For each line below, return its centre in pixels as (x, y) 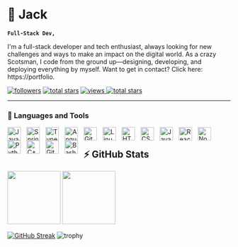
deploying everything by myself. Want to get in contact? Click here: (105, 69)
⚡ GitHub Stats (117, 154)
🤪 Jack (28, 15)
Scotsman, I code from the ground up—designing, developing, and (104, 61)
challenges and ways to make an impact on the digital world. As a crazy (112, 54)
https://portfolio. (31, 77)
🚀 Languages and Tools (48, 115)
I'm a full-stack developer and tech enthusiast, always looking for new (110, 46)
